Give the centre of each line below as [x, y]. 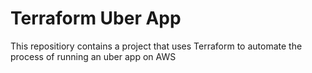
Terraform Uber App [96, 18]
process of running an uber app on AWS [93, 56]
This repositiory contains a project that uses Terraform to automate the [156, 46]
